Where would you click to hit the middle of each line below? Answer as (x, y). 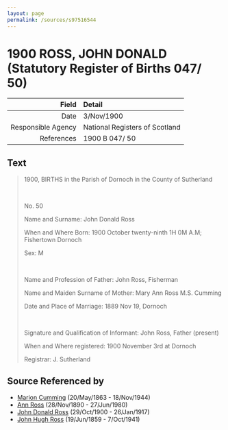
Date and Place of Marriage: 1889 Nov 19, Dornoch (96, 307)
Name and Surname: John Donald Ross (79, 219)
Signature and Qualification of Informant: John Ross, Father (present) (121, 333)
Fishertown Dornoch (53, 240)
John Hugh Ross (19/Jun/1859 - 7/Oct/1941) (78, 420)
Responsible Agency (43, 128)
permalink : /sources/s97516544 (52, 20)
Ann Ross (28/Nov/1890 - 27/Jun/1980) (72, 405)
